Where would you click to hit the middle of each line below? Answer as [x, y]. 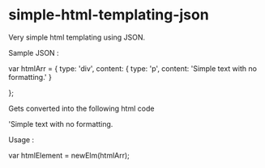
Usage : [21, 140]
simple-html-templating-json [109, 15]
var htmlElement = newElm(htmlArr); [69, 155]
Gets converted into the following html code [81, 108]
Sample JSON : [34, 52]
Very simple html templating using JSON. [77, 37]
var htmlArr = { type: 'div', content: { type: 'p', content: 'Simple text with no [133, 68]
